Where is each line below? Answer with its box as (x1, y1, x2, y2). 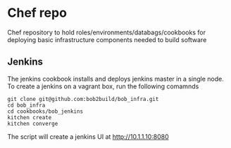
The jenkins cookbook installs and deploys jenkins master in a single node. (7, 74, 224, 83)
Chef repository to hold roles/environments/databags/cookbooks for (7, 28, 206, 36)
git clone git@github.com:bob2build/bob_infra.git (7, 95, 159, 102)
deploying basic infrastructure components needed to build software (7, 35, 207, 43)
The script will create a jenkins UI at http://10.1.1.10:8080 (7, 132, 169, 141)
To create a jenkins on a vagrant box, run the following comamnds (7, 82, 199, 90)
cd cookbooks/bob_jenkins (7, 107, 83, 115)
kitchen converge (7, 120, 58, 127)
